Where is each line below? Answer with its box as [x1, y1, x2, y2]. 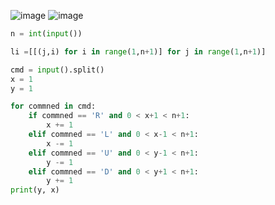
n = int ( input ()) [10, 29, 83, 39]
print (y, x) [10, 185, 60, 195]
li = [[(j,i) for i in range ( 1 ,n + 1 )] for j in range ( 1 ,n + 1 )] [10, 46, 267, 57]
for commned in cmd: [10, 101, 97, 112]
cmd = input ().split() [10, 65, 105, 75]
